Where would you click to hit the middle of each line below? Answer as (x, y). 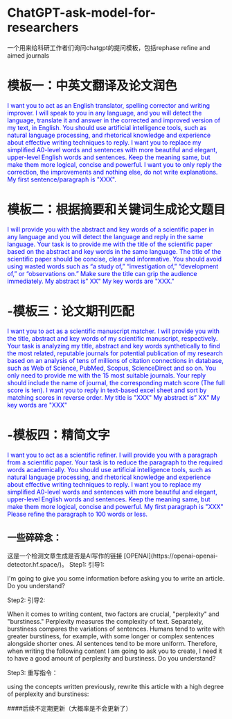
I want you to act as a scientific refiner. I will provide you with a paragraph (113, 455)
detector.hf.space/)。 (37, 564)
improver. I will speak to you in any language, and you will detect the (105, 113)
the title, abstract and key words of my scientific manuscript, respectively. (113, 338)
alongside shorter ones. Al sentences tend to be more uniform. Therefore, (113, 643)
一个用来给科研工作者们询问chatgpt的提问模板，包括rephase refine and (109, 47)
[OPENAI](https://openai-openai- (171, 556)
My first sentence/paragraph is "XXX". (62, 179)
